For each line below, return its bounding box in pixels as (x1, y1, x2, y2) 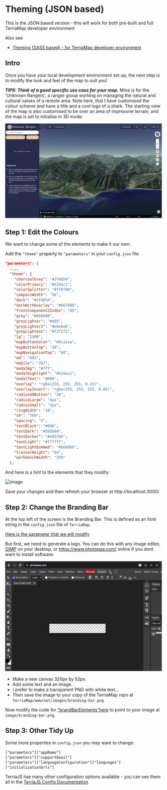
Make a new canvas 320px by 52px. (12, 676, 86, 682)
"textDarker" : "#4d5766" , (14, 434, 68, 439)
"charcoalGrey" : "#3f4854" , (14, 277, 72, 282)
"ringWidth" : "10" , (14, 408, 55, 413)
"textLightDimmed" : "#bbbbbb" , (14, 444, 79, 450)
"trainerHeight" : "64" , (14, 450, 64, 455)
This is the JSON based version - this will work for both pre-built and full (5, 20, 154, 26)
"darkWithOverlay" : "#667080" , (14, 303, 79, 308)
